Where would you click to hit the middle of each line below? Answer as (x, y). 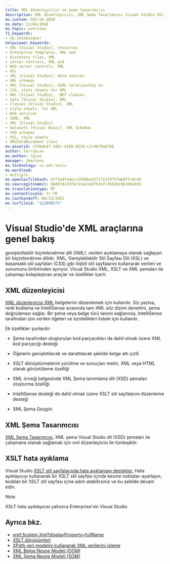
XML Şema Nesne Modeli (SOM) (46, 556)
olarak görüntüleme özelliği (41, 369)
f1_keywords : (19, 33)
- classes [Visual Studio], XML (39, 104)
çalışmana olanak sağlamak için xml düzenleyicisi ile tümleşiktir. (72, 443)
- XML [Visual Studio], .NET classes (45, 95)
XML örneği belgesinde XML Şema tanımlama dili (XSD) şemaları (80, 379)
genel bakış (30, 239)
